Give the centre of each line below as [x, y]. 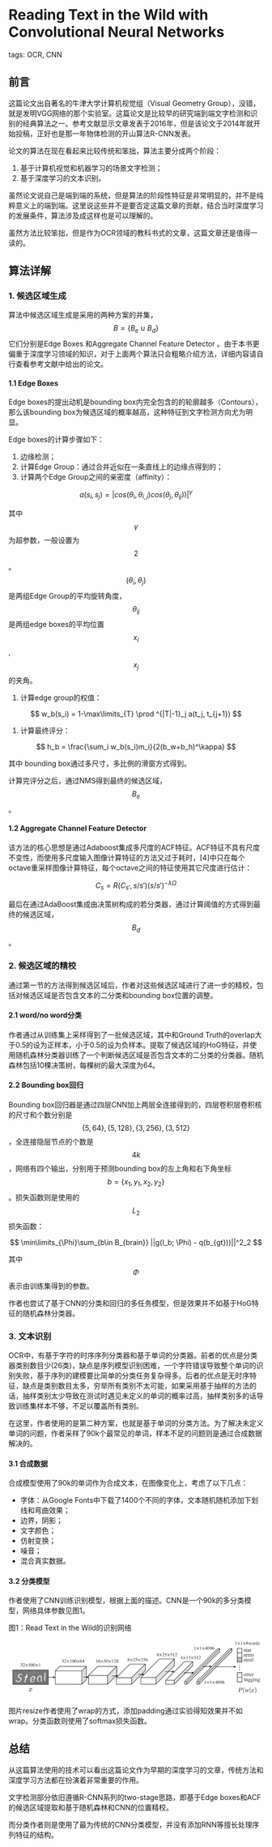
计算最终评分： [45, 731]
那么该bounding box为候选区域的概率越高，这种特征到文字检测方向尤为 [127, 412]
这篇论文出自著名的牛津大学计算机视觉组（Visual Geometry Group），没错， [134, 103]
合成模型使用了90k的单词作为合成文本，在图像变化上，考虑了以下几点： [128, 1483]
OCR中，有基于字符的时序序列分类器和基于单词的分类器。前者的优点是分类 [133, 1355]
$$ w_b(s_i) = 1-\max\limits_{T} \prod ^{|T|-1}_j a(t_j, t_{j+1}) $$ [136, 714]
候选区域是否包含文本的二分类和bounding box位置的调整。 [120, 995]
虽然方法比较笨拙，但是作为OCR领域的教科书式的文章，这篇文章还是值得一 [133, 232]
